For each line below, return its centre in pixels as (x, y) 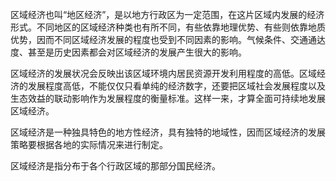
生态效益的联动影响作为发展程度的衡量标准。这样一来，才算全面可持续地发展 (168, 98)
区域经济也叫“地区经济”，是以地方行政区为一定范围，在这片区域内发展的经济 (167, 14)
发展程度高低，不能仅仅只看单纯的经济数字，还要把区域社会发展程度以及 (176, 86)
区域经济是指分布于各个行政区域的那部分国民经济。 (115, 166)
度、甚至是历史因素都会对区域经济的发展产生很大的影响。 (128, 52)
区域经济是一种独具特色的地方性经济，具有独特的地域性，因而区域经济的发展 (168, 132)
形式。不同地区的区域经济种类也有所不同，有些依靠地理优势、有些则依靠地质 (168, 27)
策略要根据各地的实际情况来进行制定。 (89, 144)
